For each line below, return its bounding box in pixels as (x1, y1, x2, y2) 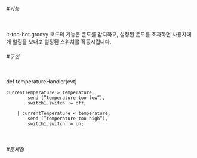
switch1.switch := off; (27, 100, 87, 106)
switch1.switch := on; (27, 121, 84, 127)
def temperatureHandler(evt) (6, 78, 78, 85)
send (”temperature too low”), (27, 95, 106, 101)
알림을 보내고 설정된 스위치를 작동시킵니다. (12, 38, 112, 45)
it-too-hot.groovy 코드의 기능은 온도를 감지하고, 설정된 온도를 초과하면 (6, 31, 171, 38)
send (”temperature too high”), (27, 116, 109, 122)
